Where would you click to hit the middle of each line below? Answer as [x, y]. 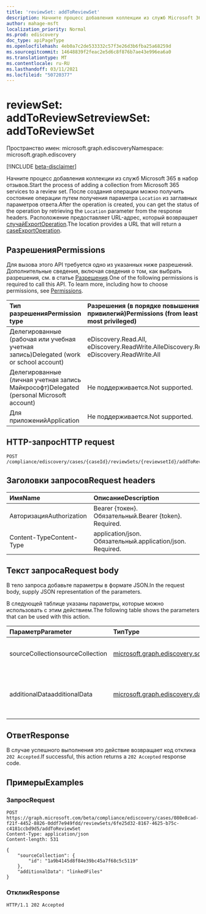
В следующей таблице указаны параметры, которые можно [85, 604]
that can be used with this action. [48, 616]
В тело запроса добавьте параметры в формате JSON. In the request [96, 585]
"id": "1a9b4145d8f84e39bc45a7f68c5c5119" [83, 861]
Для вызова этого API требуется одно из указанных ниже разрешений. [100, 265]
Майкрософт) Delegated [44, 387]
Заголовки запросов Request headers [81, 481]
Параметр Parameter [41, 632]
